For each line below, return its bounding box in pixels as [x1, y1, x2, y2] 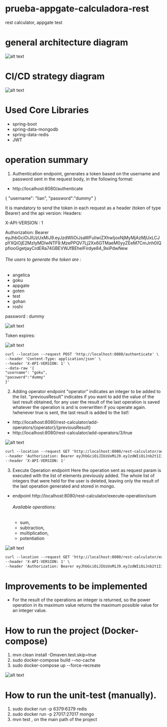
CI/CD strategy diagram [5, 71, 105, 82]
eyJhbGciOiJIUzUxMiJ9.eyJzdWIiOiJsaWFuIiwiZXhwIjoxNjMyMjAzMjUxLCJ [5, 235, 160, 241]
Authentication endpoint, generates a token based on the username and [12, 170, 160, 176]
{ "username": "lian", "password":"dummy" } [5, 195, 96, 201]
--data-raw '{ [5, 366, 35, 371]
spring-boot [12, 121, 37, 127]
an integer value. [12, 607, 47, 614]
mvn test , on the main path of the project [12, 717, 97, 723]
